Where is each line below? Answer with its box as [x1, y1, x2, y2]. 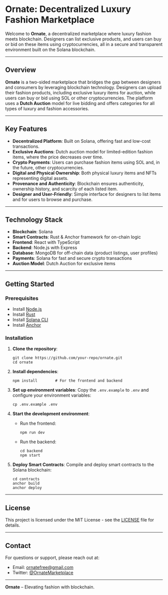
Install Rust [12, 311, 35, 318]
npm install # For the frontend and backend [12, 378, 122, 383]
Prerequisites [5, 295, 38, 302]
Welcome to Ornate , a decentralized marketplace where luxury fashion [5, 30, 151, 36]
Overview [5, 66, 36, 74]
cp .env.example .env [12, 402, 57, 407]
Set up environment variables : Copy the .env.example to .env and [12, 387, 149, 393]
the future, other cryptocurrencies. [12, 164, 84, 170]
